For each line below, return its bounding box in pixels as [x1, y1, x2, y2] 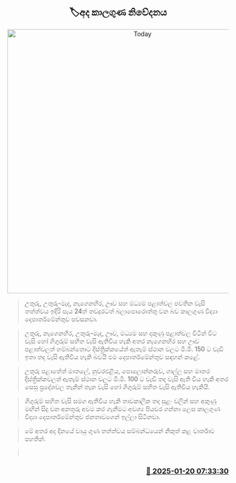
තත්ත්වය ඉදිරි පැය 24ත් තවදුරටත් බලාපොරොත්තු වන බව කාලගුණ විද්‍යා [24, 306, 218, 315]
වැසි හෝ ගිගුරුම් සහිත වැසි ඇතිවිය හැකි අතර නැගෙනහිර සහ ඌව [24, 337, 200, 345]
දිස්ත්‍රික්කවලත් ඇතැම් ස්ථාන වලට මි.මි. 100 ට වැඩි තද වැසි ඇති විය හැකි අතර [24, 375, 229, 383]
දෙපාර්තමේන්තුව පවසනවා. [24, 315, 98, 323]
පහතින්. [24, 434, 46, 443]
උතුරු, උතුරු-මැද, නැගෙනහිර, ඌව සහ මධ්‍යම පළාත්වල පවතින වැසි [24, 299, 206, 307]
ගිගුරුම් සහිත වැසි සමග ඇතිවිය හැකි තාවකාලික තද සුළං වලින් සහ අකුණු [24, 396, 217, 405]
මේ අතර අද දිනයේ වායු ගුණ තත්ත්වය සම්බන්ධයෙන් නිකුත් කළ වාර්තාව [24, 426, 216, 435]
